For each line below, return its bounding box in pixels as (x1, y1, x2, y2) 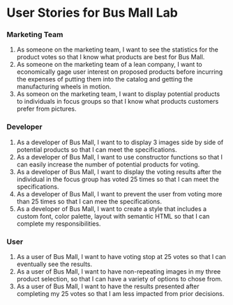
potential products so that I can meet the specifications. (16, 145, 177, 154)
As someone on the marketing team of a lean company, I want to (16, 61, 203, 69)
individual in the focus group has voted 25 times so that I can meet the (16, 175, 219, 183)
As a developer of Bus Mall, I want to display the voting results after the (16, 167, 222, 175)
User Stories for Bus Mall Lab (6, 5, 179, 21)
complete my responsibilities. (16, 219, 101, 228)
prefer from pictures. (16, 104, 77, 113)
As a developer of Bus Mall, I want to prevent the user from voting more (16, 189, 223, 198)
